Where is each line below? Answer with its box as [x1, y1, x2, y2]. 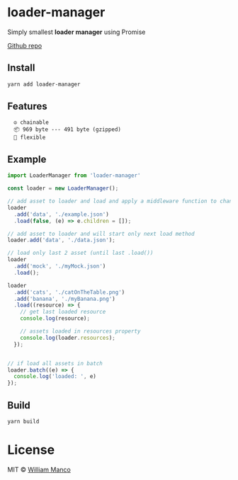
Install [7, 62, 35, 74]
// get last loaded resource [20, 309, 106, 316]
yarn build [7, 418, 40, 425]
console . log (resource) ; [20, 315, 91, 322]
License [7, 442, 55, 457]
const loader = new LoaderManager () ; [7, 185, 119, 192]
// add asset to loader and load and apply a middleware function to [7, 198, 217, 205]
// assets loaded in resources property [20, 328, 141, 335]
